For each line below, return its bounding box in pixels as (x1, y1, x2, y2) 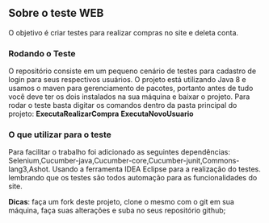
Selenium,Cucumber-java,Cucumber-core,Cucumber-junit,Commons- (8, 156, 240, 166)
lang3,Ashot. (8, 164, 51, 174)
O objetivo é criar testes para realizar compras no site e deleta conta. (8, 27, 239, 37)
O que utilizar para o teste (8, 129, 111, 140)
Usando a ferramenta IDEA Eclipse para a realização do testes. (52, 164, 261, 174)
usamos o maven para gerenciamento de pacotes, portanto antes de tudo (8, 84, 254, 93)
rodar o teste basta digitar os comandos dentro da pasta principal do (8, 101, 237, 110)
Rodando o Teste (8, 47, 76, 59)
